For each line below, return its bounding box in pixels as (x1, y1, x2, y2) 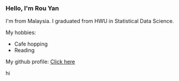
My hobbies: (5, 29, 36, 36)
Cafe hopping (14, 40, 48, 48)
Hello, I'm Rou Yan (5, 4, 59, 12)
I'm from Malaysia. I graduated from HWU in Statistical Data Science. (5, 18, 174, 25)
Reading (14, 47, 35, 54)
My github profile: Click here (5, 58, 76, 66)
